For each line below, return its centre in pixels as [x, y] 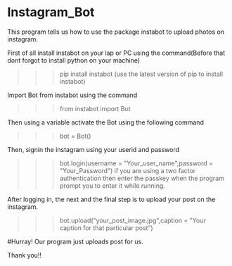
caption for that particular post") [106, 228]
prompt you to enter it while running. [112, 185]
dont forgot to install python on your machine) [74, 60]
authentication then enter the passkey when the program [142, 178]
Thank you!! [25, 255]
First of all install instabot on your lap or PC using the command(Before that [116, 53]
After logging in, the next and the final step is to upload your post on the [111, 199]
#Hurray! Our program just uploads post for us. [75, 241]
